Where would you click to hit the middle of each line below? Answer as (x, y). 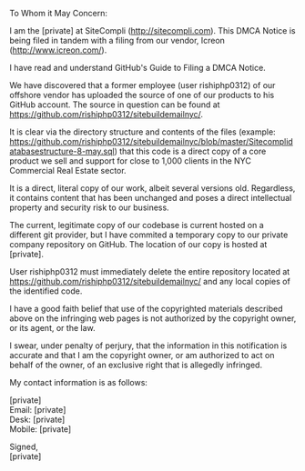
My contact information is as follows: (79, 382)
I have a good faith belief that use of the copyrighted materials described (146, 309)
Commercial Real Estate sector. (68, 170)
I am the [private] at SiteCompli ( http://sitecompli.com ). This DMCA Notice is (152, 30)
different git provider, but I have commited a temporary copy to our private (149, 235)
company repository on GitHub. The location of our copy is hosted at (138, 244)
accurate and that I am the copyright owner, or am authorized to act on (142, 355)
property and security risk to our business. (90, 207)
